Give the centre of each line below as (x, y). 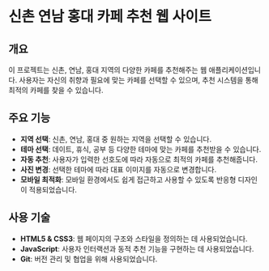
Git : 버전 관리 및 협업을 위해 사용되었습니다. (89, 259)
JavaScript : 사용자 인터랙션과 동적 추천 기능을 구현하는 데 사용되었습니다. (137, 248)
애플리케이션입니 (235, 70)
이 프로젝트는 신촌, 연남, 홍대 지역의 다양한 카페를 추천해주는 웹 (108, 70)
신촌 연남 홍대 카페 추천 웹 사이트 (110, 17)
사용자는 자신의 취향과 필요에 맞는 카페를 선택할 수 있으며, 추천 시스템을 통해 (139, 80)
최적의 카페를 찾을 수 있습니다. (56, 90)
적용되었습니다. (53, 189)
